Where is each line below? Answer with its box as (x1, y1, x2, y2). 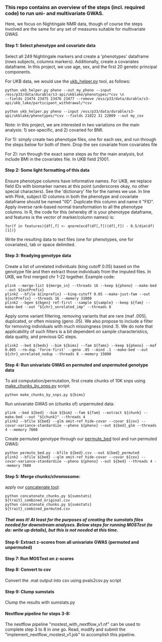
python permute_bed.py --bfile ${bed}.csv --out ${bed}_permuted (5, 450, 139, 456)
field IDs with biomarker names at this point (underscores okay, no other (5, 183, 149, 189)
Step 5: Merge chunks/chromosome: (5, 473, 81, 479)
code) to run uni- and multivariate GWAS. (5, 10, 104, 17)
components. (5, 69, 31, 74)
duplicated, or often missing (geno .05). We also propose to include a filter (5, 318, 153, 324)
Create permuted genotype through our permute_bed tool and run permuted (5, 436, 157, 442)
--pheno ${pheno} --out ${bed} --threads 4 (63, 459, 152, 464)
